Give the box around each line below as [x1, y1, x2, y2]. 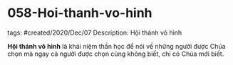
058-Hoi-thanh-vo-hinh [7, 5, 152, 21]
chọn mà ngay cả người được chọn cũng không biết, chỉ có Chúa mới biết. [7, 49, 224, 58]
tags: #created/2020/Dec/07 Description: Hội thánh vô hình [7, 28, 182, 37]
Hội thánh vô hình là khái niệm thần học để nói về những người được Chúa [7, 42, 226, 50]
